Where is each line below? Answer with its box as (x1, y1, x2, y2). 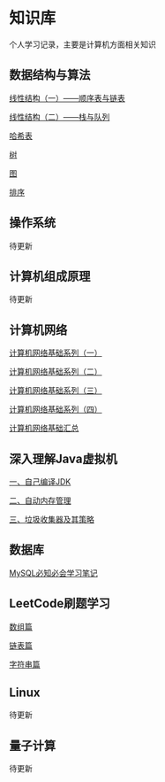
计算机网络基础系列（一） (9, 347, 102, 359)
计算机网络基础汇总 (9, 422, 79, 434)
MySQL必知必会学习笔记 (9, 568, 99, 578)
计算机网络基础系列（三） (9, 385, 102, 396)
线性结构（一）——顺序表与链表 (9, 92, 125, 103)
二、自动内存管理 (9, 495, 71, 506)
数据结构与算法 (9, 67, 91, 82)
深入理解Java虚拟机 (9, 451, 117, 466)
